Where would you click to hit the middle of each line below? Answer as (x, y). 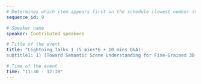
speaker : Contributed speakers (45, 33)
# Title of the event (33, 44)
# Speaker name (25, 28)
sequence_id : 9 (25, 17)
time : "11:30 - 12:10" (35, 71)
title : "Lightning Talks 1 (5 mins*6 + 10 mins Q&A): (75, 50)
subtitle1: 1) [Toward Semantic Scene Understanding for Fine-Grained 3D (101, 55)
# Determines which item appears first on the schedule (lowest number (98, 12)
